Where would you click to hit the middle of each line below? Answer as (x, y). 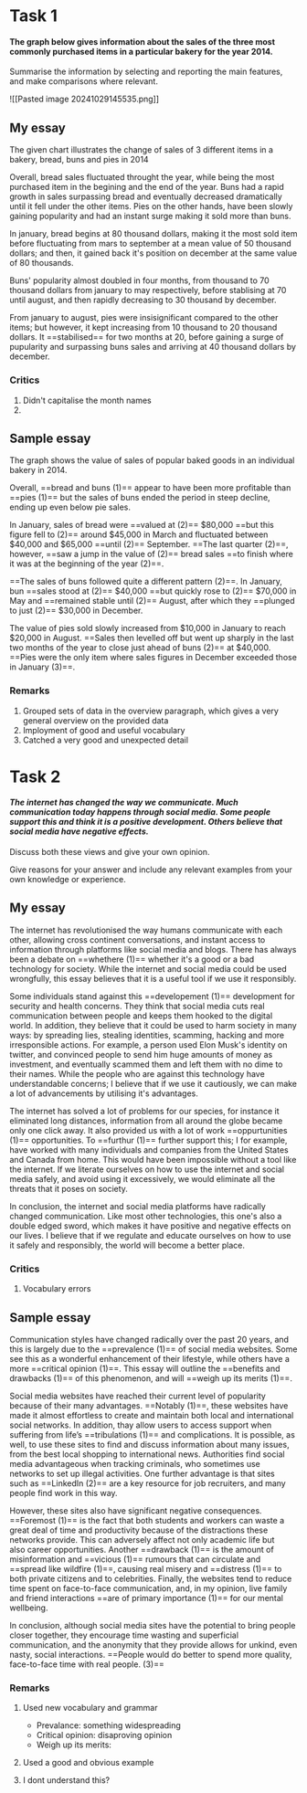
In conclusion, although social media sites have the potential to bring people (153, 1625)
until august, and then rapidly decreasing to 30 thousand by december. (143, 300)
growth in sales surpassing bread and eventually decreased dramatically (146, 196)
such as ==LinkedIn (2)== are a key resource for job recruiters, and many (148, 1483)
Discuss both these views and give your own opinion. (110, 852)
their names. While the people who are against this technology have (137, 1073)
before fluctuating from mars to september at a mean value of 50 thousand (151, 244)
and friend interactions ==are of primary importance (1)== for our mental (146, 1598)
